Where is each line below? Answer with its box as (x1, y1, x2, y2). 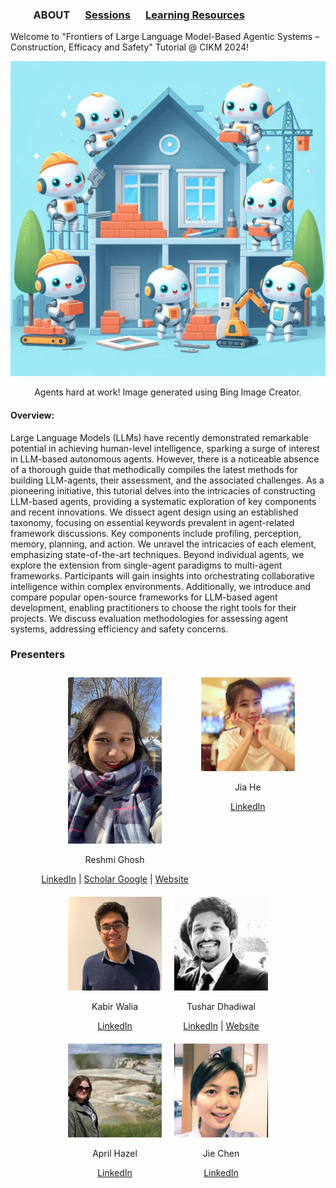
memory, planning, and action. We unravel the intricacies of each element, (10, 538, 317, 550)
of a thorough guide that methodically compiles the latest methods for (10, 463, 298, 475)
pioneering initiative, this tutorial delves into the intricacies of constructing (10, 484, 316, 497)
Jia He (234, 781, 262, 793)
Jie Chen (202, 1148, 240, 1160)
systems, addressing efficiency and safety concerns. (10, 623, 229, 635)
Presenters (10, 648, 66, 662)
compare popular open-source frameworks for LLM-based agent (10, 591, 278, 603)
